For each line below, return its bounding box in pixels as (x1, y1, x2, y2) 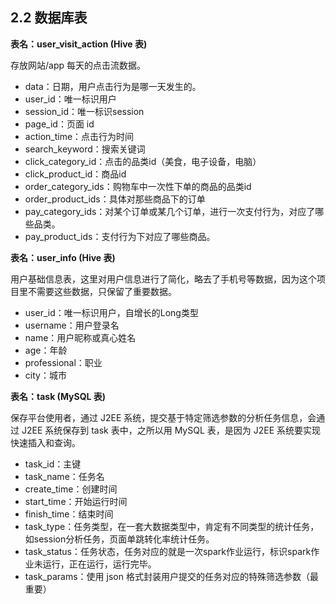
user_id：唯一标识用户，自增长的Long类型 (24, 306, 199, 318)
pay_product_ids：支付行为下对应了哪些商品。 (24, 230, 216, 242)
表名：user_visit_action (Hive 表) (10, 38, 148, 50)
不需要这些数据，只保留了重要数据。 (27, 285, 177, 297)
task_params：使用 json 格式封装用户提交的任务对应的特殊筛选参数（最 (24, 570, 319, 582)
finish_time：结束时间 (24, 508, 114, 520)
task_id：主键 (24, 458, 82, 470)
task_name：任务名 (24, 470, 105, 482)
